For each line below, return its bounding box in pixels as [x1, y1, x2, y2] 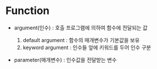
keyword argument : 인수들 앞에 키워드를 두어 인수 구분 [22, 44, 151, 51]
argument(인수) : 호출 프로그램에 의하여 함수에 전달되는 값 [14, 24, 148, 31]
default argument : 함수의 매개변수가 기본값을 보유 [22, 36, 140, 43]
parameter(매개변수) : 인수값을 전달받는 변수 [14, 56, 117, 63]
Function [5, 4, 50, 18]
